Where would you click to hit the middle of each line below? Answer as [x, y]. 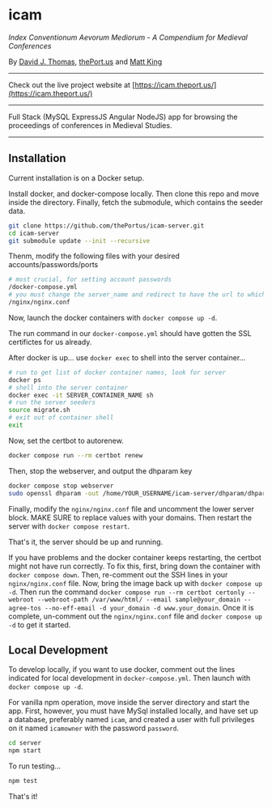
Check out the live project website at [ [72, 85]
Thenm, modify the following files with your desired [94, 256]
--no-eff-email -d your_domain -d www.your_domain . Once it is [149, 607]
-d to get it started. [40, 624]
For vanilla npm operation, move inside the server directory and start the [129, 703]
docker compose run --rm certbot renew [76, 455]
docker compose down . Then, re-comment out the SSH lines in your [118, 574]
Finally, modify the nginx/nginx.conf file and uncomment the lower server [132, 508]
